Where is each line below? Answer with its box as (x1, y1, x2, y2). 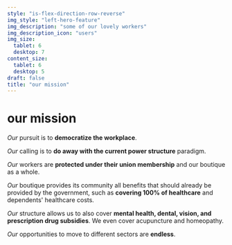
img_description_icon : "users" (7, 29, 98, 37)
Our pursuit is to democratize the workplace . (7, 134, 137, 142)
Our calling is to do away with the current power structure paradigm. (7, 147, 206, 156)
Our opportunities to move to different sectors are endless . (7, 230, 176, 239)
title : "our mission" (7, 81, 70, 88)
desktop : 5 (13, 68, 45, 75)
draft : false (7, 74, 45, 82)
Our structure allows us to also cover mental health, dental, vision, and (7, 209, 212, 218)
